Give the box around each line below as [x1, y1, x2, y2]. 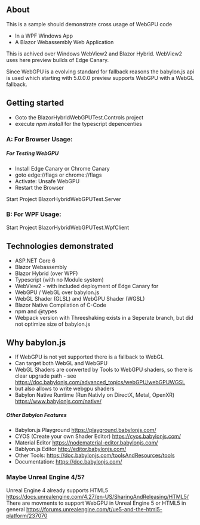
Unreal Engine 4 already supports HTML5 [6, 486, 109, 494]
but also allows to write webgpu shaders [14, 385, 115, 393]
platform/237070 [6, 512, 48, 519]
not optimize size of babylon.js [14, 320, 91, 328]
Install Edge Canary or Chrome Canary [14, 165, 110, 172]
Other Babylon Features [6, 412, 67, 419]
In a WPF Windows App [14, 32, 73, 39]
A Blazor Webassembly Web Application [14, 38, 114, 45]
